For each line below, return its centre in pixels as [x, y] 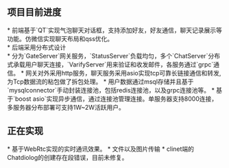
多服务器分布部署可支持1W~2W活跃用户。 [66, 107]
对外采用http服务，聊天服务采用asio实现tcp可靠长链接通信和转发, [129, 73]
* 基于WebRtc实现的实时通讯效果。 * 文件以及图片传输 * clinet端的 [100, 149]
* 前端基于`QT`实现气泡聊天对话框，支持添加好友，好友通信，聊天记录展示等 [115, 30]
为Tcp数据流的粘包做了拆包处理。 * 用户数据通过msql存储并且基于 [100, 82]
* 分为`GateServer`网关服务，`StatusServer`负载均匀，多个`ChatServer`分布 [114, 56]
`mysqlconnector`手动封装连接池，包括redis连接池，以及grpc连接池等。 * [111, 90]
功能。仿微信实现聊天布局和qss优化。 [60, 38]
